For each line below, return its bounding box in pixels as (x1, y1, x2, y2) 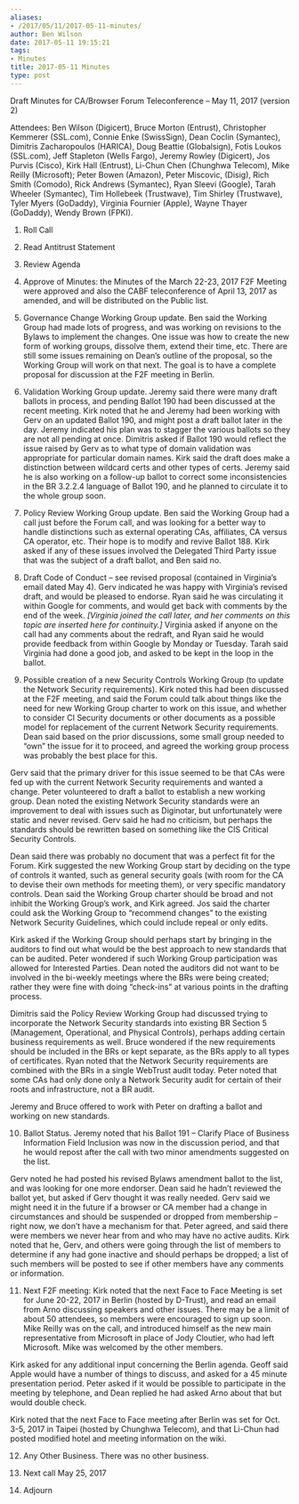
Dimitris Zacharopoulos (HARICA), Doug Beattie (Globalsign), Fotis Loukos (10, 141, 282, 151)
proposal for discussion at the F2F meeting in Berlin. (22, 368, 215, 379)
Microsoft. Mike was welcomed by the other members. (22, 1341, 223, 1353)
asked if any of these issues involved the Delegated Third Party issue (22, 545, 277, 556)
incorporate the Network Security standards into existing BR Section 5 (10, 1017, 268, 1028)
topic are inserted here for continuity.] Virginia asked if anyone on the (22, 619, 279, 630)
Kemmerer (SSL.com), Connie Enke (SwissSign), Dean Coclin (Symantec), (10, 131, 281, 142)
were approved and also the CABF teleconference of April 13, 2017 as (22, 286, 278, 296)
